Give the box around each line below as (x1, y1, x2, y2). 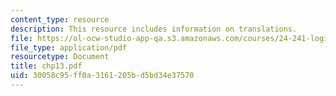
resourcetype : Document (10, 52, 110, 62)
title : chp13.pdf (10, 61, 83, 71)
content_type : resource (10, 14, 110, 25)
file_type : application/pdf (10, 42, 128, 53)
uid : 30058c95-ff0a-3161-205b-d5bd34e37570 (10, 71, 195, 81)
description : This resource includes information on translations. (10, 24, 298, 34)
